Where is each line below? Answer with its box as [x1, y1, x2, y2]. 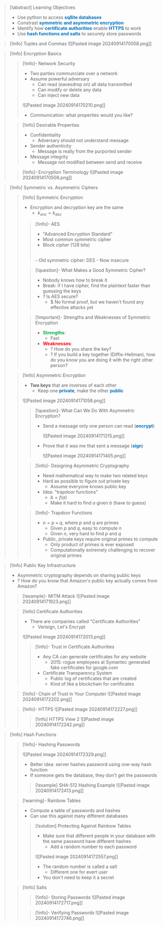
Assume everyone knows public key [50, 483, 126, 489]
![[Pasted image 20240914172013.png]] [22, 633, 106, 640]
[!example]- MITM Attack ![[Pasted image [22, 593, 110, 599]
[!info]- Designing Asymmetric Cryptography [35, 462, 130, 469]
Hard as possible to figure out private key [42, 478, 130, 484]
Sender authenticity [30, 143, 72, 149]
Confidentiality [30, 132, 61, 138]
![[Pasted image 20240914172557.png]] [35, 853, 119, 859]
